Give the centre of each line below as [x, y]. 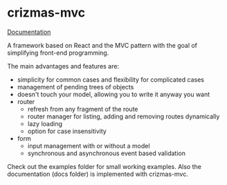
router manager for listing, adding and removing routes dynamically [124, 116]
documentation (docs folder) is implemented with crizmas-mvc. [98, 174]
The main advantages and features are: [63, 66]
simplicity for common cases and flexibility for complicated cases [110, 79]
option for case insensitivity [67, 131]
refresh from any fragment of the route [83, 109]
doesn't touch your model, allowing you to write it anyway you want [113, 94]
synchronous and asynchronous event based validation [106, 153]
